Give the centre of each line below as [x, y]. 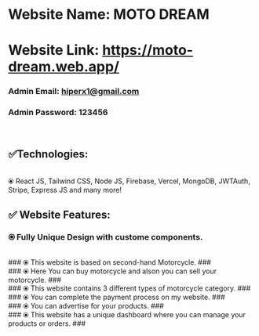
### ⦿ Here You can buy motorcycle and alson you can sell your [113, 271]
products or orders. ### [47, 323]
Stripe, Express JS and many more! [65, 190]
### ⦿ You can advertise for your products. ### [86, 306]
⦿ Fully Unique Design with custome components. [106, 237]
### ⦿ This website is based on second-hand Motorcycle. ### [110, 262]
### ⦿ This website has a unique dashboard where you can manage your [127, 315]
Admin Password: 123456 [58, 113]
